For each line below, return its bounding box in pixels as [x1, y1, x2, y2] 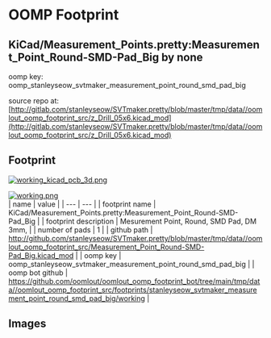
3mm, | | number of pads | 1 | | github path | [8, 224, 153, 235]
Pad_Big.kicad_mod [8, 250, 74, 260]
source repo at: [8, 96, 59, 106]
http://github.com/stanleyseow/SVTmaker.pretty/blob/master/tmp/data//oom [8, 233, 263, 243]
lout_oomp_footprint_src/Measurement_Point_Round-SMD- [8, 242, 205, 252]
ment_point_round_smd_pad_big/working [8, 293, 145, 303]
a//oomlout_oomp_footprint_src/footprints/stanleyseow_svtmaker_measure [8, 285, 257, 294]
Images [8, 317, 47, 331]
